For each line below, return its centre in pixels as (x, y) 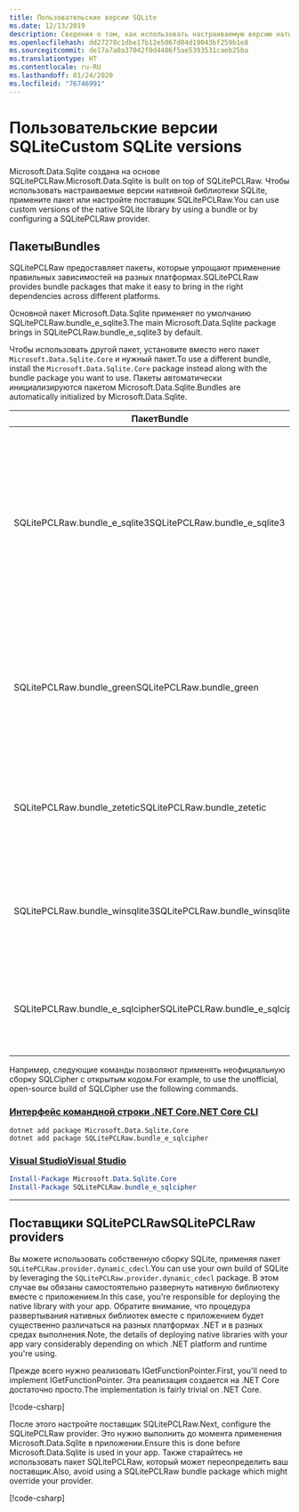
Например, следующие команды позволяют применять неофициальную (147, 1070)
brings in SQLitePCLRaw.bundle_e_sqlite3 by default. (106, 332)
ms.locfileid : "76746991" (57, 84)
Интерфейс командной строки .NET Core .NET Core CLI (134, 1112)
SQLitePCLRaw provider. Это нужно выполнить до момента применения (145, 1433)
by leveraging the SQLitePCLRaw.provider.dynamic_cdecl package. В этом (144, 1277)
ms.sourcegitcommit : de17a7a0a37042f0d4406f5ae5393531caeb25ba (129, 51)
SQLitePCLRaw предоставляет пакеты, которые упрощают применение (145, 268)
